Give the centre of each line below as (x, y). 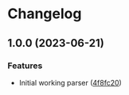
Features (25, 66)
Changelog (45, 14)
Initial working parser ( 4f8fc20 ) (70, 82)
